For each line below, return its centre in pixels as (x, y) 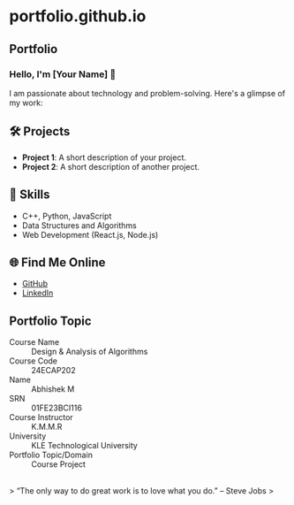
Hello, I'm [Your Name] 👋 (63, 74)
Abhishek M (53, 389)
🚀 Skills (30, 195)
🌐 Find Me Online (57, 262)
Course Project (59, 464)
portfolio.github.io (78, 16)
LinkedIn (38, 293)
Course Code (34, 361)
